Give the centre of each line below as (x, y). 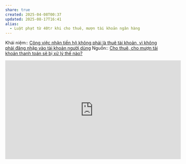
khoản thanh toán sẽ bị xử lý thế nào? (44, 54)
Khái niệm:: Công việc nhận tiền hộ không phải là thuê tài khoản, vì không (81, 43)
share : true (18, 10)
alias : (12, 24)
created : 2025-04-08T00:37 (33, 15)
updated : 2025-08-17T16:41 (33, 19)
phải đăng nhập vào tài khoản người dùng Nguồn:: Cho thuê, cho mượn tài (81, 48)
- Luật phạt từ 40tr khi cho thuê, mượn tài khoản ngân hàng (75, 29)
